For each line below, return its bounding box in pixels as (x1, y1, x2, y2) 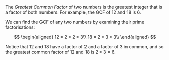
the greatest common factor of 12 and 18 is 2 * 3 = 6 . (5, 49, 116, 55)
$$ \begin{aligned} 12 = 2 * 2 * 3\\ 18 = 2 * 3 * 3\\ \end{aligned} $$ (14, 34, 156, 40)
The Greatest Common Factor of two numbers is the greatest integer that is (5, 4, 163, 10)
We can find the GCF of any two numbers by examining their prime (5, 19, 145, 25)
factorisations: (5, 24, 35, 30)
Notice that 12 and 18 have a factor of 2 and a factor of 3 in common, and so (5, 44, 164, 49)
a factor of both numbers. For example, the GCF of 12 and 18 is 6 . (5, 9, 141, 15)
